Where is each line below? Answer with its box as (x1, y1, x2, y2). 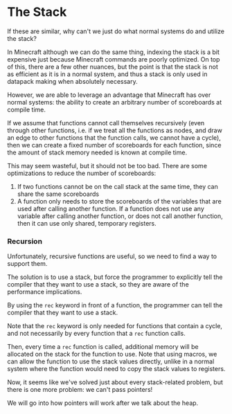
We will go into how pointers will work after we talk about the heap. (7, 399, 199, 407)
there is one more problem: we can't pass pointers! (7, 386, 153, 394)
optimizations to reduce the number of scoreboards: (7, 169, 157, 177)
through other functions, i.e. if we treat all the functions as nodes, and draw (7, 126, 223, 134)
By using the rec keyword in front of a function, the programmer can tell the (7, 301, 223, 309)
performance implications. (7, 288, 82, 296)
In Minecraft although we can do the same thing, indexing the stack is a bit (7, 48, 220, 56)
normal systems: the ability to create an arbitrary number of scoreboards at (7, 98, 222, 106)
